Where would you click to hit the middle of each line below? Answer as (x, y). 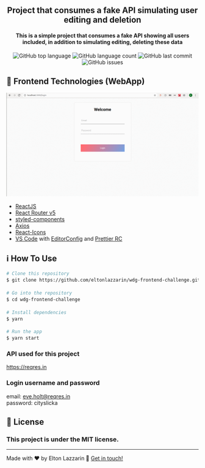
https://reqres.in (27, 367)
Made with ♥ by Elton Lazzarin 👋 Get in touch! (65, 458)
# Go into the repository (39, 293)
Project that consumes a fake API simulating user (103, 11)
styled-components (40, 219)
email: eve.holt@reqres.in (38, 396)
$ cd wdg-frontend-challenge (43, 299)
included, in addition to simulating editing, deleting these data (103, 42)
